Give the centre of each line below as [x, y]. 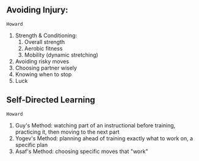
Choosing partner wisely [46, 68]
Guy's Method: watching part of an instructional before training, [95, 125]
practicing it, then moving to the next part [67, 132]
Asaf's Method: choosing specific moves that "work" [81, 151]
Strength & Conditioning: [46, 35]
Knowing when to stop [43, 74]
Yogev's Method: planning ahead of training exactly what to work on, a [104, 138]
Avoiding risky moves [42, 61]
